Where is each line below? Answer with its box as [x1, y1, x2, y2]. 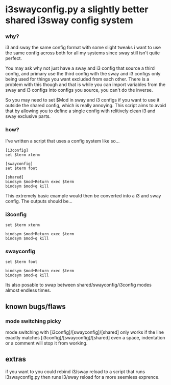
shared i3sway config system [5, 14, 134, 26]
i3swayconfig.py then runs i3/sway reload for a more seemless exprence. [5, 374, 160, 380]
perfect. [5, 55, 22, 62]
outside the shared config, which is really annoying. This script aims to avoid [5, 103, 166, 109]
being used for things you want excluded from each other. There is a [5, 76, 150, 83]
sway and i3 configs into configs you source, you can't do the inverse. [5, 87, 153, 93]
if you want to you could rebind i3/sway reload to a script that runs [5, 368, 145, 375]
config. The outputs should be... [5, 198, 73, 204]
